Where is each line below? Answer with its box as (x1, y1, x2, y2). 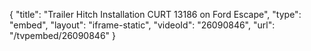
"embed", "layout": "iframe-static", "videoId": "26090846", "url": (9, 19, 276, 31)
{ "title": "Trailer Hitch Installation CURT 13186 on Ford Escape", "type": (9, 9, 302, 20)
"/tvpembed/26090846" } (9, 30, 117, 41)
